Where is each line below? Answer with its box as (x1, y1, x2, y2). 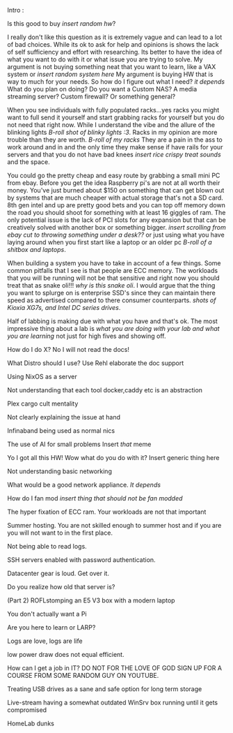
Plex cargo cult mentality (7, 399, 79, 408)
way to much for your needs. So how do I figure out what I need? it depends (7, 77, 225, 86)
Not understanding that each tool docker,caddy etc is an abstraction (7, 386, 203, 394)
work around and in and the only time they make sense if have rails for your (7, 143, 223, 151)
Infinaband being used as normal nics (7, 427, 115, 435)
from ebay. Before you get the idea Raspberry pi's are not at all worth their (7, 179, 220, 187)
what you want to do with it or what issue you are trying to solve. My (7, 55, 203, 64)
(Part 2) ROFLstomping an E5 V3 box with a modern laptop (7, 596, 175, 605)
